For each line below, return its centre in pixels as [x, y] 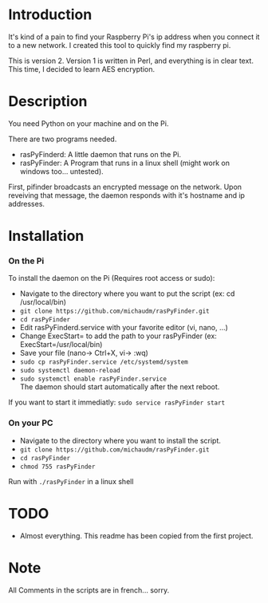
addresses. [27, 203]
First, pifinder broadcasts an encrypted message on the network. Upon [125, 187]
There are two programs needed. [63, 139]
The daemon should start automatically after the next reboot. [120, 387]
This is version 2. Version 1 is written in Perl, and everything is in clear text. [131, 61]
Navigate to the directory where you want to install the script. [120, 440]
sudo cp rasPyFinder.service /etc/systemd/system [104, 362]
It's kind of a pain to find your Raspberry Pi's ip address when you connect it [134, 37]
